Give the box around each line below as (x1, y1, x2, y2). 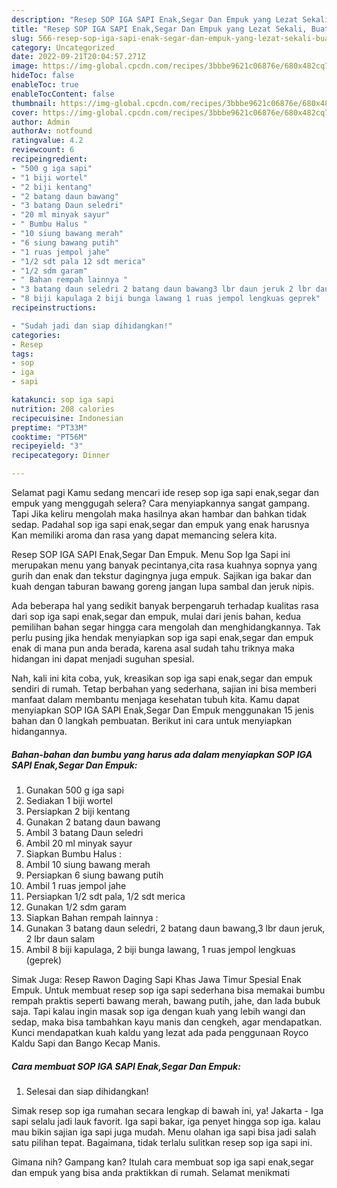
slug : (11, 33, 34, 43)
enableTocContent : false (11, 89, 115, 99)
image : (11, 61, 39, 71)
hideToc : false (11, 71, 75, 81)
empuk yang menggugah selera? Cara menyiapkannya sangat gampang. (11, 497, 310, 509)
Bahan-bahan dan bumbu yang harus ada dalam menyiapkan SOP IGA (11, 748, 313, 760)
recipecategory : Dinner (11, 451, 111, 461)
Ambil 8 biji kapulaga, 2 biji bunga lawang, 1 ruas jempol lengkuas (25, 943, 296, 955)
